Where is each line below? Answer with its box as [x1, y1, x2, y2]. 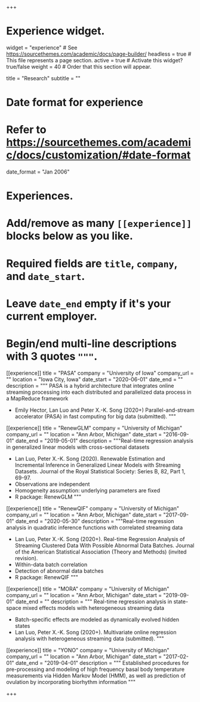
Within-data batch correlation [14, 561, 88, 568]
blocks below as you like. [6, 229, 133, 243]
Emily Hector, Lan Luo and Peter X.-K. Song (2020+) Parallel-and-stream [14, 406, 195, 414]
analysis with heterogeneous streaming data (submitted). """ [14, 635, 164, 642]
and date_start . [6, 269, 85, 283]
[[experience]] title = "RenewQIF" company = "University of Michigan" [6, 505, 180, 512]
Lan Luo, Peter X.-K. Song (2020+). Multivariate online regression [14, 628, 177, 636]
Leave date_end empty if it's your [6, 297, 171, 310]
